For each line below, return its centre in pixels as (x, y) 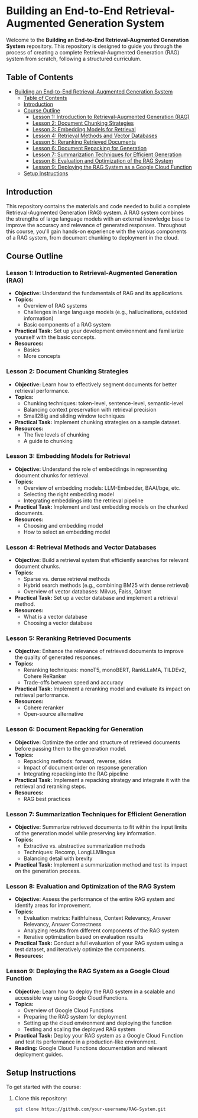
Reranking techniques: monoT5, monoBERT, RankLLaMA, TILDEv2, (105, 670)
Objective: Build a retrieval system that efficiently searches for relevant (102, 560)
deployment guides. (39, 1054)
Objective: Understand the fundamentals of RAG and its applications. (99, 293)
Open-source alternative (53, 714)
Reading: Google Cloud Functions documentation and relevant (91, 1048)
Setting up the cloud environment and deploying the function (98, 1023)
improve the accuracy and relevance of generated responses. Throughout (96, 225)
